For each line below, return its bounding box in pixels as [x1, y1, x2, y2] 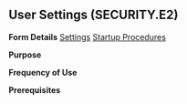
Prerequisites [8, 84, 61, 95]
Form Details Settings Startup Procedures [8, 31, 166, 42]
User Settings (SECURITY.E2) [8, 7, 179, 23]
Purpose [8, 49, 42, 60]
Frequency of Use [8, 67, 78, 78]
